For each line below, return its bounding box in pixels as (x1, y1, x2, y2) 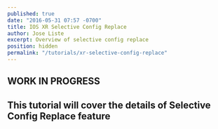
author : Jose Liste (7, 29, 64, 37)
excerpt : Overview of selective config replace (7, 36, 149, 43)
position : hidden (7, 43, 58, 50)
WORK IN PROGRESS (7, 75, 100, 88)
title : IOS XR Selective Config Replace (7, 23, 128, 30)
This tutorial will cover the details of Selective (7, 99, 212, 111)
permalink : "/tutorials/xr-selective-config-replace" (7, 50, 168, 57)
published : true (7, 10, 55, 18)
